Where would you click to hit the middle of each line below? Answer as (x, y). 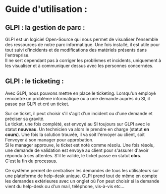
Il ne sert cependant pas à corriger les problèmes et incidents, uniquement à (83, 60)
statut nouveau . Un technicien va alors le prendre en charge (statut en (77, 129)
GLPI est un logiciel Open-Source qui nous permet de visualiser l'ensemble (82, 39)
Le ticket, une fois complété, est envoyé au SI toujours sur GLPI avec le (78, 124)
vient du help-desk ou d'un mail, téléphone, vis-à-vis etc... (65, 186)
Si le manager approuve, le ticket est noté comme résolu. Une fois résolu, (80, 145)
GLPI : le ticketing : (34, 81)
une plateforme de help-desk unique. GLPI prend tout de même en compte (81, 176)
